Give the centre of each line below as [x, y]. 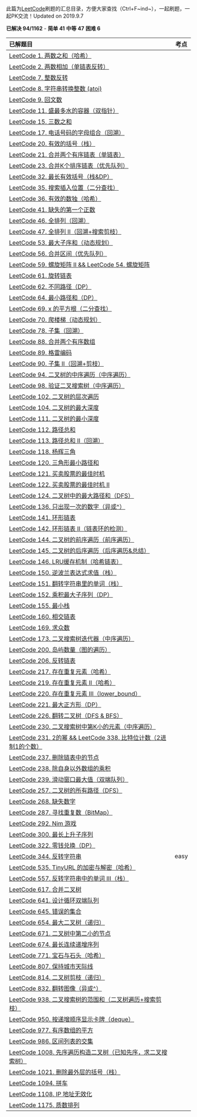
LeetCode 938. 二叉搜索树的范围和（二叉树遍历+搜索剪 [85, 999]
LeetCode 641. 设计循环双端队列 [54, 901]
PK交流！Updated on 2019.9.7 [47, 16]
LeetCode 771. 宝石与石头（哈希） [57, 955]
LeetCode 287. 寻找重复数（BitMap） [61, 813]
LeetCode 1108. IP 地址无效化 [51, 1094]
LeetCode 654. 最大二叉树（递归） [57, 923]
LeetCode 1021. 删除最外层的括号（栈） [65, 1072]
